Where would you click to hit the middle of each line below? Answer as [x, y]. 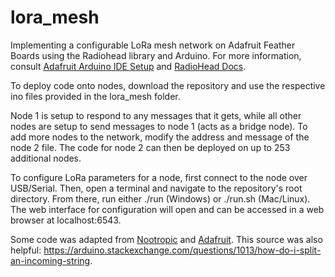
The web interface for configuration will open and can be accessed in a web [167, 209]
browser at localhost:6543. [66, 220]
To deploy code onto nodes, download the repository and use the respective [168, 85]
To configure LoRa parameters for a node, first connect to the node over [159, 177]
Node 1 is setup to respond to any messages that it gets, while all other [156, 115]
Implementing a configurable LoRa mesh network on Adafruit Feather [153, 45]
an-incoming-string [50, 260]
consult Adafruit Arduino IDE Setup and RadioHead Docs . [128, 66]
